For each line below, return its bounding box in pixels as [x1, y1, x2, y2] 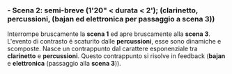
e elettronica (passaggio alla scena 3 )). [7, 59, 122, 68]
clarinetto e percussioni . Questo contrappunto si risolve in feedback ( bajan [7, 52, 226, 60]
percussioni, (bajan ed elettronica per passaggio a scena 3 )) [7, 14, 215, 24]
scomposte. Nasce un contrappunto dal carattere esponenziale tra [7, 44, 198, 53]
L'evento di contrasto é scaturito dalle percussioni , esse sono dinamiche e [7, 37, 222, 46]
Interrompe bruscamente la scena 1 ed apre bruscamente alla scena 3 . [7, 30, 211, 38]
